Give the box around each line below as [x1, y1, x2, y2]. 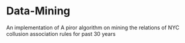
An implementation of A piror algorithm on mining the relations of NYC [6, 24, 180, 31]
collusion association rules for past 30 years [6, 30, 116, 37]
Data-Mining [6, 4, 71, 18]
